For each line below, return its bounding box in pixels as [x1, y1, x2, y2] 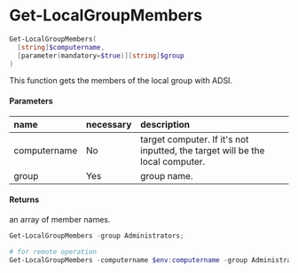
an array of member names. [9, 214, 111, 224]
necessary [85, 118, 132, 130]
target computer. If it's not [140, 133, 249, 145]
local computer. [140, 155, 206, 168]
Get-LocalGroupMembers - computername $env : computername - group [9, 255, 248, 264]
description [140, 118, 191, 130]
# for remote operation [9, 247, 98, 256]
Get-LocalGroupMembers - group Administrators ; [9, 231, 184, 240]
